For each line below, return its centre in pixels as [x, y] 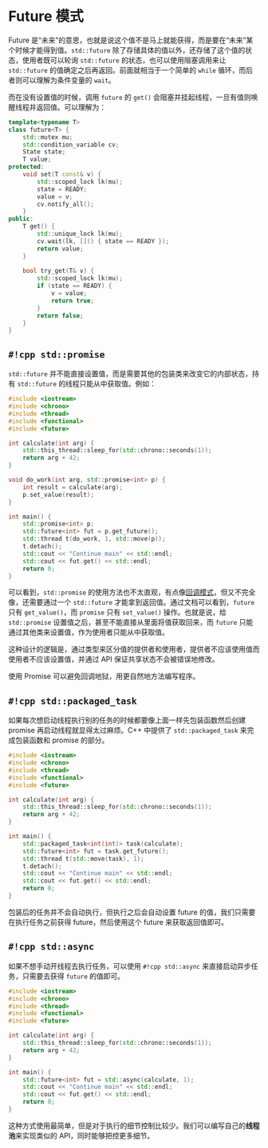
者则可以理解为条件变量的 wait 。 [62, 80]
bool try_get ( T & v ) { [58, 271]
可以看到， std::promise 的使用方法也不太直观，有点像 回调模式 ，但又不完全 [132, 592]
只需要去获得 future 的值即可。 [73, 976]
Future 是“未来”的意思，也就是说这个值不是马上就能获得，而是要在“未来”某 [131, 40]
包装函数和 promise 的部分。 [62, 740]
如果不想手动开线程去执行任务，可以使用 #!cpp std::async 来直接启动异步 [130, 966]
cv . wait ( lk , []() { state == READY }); [103, 241]
